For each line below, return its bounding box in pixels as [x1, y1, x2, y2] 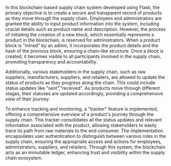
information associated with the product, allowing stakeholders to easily [5, 122, 157, 128]
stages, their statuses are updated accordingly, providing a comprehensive [5, 91, 163, 96]
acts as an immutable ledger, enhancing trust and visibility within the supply [5, 150, 165, 155]
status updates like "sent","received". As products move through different [5, 85, 160, 91]
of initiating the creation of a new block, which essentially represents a [5, 32, 155, 37]
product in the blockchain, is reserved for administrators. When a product [5, 37, 160, 43]
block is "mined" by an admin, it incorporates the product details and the [5, 43, 159, 48]
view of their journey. [5, 96, 50, 102]
